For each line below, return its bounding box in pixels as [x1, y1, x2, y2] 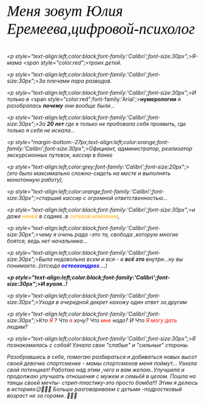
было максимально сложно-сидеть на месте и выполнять [18, 170, 171, 177]
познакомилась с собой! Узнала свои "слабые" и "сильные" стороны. [7, 342, 189, 348]
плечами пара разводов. [46, 77, 112, 85]
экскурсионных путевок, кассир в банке [7, 151, 113, 159]
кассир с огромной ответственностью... [63, 195, 168, 201]
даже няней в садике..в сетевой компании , [7, 213, 120, 220]
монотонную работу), [7, 176, 64, 183]
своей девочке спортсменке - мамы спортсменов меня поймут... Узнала [7, 360, 197, 367]
